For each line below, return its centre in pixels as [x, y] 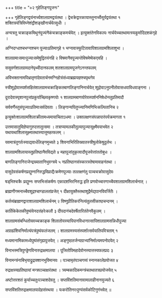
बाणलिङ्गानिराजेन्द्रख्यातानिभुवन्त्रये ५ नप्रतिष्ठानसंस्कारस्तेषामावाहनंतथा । [61, 162]
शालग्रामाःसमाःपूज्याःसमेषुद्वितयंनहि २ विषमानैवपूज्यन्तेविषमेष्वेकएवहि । [56, 58]
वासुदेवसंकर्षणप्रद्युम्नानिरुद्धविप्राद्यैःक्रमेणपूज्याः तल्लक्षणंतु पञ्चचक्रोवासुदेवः [59, 172]
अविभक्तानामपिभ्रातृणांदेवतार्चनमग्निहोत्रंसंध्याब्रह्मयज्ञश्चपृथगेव [50, 78]
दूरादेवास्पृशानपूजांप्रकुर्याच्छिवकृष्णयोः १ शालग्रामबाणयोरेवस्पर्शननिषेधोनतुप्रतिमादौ [65, 97]
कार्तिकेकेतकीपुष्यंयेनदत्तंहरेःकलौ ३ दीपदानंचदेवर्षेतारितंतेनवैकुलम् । [55, 211]
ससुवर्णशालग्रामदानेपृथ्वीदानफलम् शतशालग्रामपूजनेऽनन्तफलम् [51, 68]
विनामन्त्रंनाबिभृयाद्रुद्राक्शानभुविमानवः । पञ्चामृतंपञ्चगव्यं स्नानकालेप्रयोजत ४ [62, 260]
